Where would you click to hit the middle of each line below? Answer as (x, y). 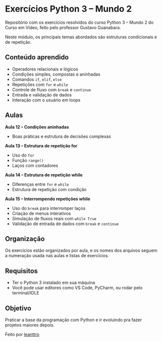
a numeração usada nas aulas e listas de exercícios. (57, 256)
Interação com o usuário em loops (46, 100)
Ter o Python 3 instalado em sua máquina (54, 283)
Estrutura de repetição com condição (49, 189)
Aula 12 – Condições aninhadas (37, 127)
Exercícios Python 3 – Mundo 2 (68, 9)
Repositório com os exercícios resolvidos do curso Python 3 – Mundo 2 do (79, 22)
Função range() (28, 160)
